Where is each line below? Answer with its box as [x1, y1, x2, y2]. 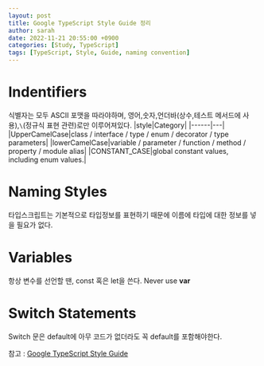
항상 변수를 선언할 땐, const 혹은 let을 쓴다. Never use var [8, 276, 191, 285]
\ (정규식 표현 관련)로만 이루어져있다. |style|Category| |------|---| [19, 120, 225, 130]
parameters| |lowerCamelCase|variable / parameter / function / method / [8, 137, 247, 148]
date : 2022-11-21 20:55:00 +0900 [8, 33, 119, 42]
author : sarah [8, 26, 56, 34]
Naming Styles [8, 183, 107, 201]
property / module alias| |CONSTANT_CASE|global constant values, [8, 146, 229, 155]
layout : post [8, 11, 52, 20]
